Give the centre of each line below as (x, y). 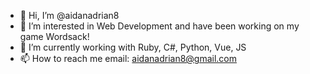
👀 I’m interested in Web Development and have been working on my (159, 26)
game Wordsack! (54, 36)
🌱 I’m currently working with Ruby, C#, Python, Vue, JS (133, 47)
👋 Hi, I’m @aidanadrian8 (69, 15)
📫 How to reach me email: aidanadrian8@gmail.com (128, 58)
